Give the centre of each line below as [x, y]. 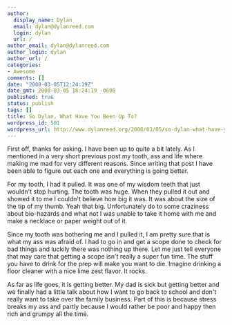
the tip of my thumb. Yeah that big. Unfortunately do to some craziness [108, 206]
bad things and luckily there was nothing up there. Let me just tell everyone [114, 249]
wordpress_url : [29, 129]
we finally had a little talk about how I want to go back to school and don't [112, 292]
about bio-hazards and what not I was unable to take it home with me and [112, 214]
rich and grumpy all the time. [48, 314]
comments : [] [26, 78]
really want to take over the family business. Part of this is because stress [112, 299]
